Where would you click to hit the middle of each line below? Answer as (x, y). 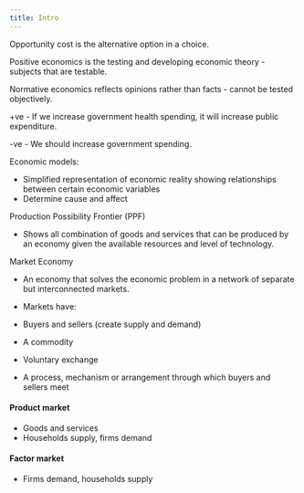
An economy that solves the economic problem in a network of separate (158, 278)
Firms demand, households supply (88, 479)
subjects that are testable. (58, 71)
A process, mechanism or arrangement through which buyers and (147, 377)
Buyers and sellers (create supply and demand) (112, 324)
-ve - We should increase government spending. (100, 143)
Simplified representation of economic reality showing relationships (149, 179)
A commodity (48, 341)
